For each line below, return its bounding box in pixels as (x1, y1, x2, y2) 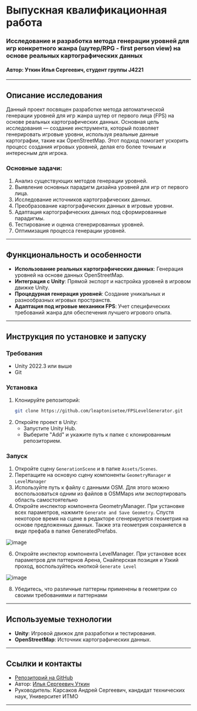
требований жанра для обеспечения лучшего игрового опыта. (14, 309, 172, 316)
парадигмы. (14, 215, 45, 222)
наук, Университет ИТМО (14, 693, 79, 700)
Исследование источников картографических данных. (14, 196, 152, 203)
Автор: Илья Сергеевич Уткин (14, 680, 90, 688)
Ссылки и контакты (6, 658, 82, 669)
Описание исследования (6, 90, 103, 100)
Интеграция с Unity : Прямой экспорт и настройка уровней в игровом (14, 278, 191, 285)
